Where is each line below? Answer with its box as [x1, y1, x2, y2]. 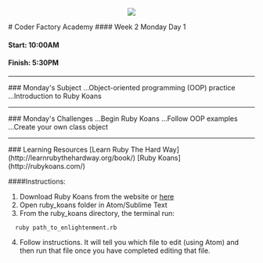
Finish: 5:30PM [8, 58, 59, 68]
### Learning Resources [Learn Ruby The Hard [8, 144, 161, 154]
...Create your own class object [8, 122, 108, 131]
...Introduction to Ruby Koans [8, 91, 102, 100]
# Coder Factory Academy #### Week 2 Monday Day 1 [8, 22, 186, 31]
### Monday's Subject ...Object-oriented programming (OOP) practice [8, 82, 236, 92]
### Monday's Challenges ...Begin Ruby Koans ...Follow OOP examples [8, 114, 238, 123]
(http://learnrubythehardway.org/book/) [8, 153, 135, 163]
